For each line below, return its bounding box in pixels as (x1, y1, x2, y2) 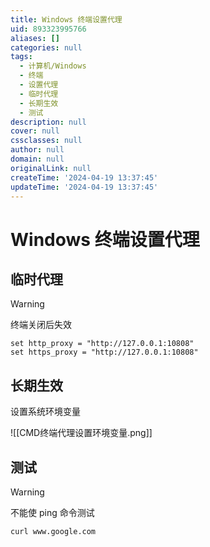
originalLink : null (10, 163, 92, 173)
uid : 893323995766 (10, 24, 87, 34)
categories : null (10, 42, 83, 53)
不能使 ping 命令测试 (10, 507, 95, 518)
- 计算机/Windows (19, 61, 87, 71)
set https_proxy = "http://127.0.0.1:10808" (10, 347, 199, 358)
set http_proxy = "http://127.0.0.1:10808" (10, 339, 195, 349)
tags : (10, 52, 33, 62)
